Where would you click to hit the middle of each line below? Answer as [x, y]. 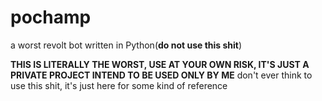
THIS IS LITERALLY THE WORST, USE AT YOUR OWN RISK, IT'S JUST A [160, 64]
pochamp [51, 17]
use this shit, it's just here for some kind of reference [119, 85]
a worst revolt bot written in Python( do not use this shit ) [126, 45]
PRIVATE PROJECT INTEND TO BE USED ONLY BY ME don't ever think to [161, 75]
